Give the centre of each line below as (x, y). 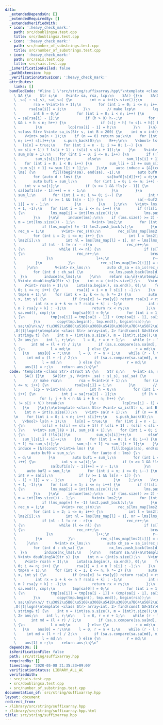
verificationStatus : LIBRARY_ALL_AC (46, 670)
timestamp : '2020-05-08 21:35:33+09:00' (51, 665)
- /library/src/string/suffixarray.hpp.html (51, 711)
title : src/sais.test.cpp (40, 64)
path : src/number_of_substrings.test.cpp (56, 46)
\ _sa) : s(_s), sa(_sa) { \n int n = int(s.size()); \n (78, 100)
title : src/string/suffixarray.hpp (41, 715)
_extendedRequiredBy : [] (34, 18)
